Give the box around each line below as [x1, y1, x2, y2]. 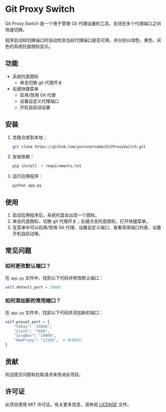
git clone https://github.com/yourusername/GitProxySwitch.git [12, 144, 146, 149]
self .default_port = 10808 [5, 285, 61, 290]
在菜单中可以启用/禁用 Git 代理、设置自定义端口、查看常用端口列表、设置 [12, 224, 162, 230]
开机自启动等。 [12, 231, 43, 236]
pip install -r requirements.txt [12, 163, 82, 169]
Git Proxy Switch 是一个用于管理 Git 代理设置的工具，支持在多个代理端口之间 [5, 20, 161, 26]
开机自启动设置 [19, 104, 51, 110]
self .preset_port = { [5, 319, 50, 324]
